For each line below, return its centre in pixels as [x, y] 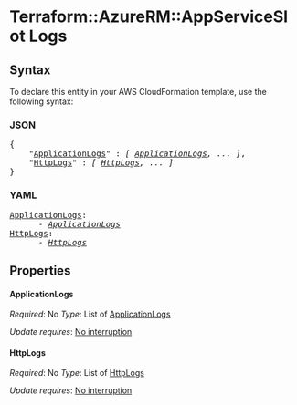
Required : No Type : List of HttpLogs [77, 373]
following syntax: [42, 101]
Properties [40, 270]
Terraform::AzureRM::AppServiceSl [149, 17]
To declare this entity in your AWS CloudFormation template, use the [138, 92]
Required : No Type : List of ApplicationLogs [90, 314]
